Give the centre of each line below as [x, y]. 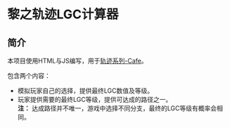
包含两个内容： [29, 76]
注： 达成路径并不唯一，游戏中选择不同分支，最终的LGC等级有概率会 [117, 108]
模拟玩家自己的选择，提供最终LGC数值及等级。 [85, 91]
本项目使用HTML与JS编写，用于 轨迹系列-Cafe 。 [77, 61]
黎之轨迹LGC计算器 [63, 14]
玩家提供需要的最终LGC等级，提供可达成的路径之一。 [95, 100]
